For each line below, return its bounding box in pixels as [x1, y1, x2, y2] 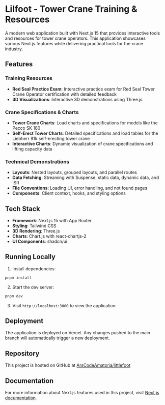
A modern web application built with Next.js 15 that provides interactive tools [5, 30, 160, 36]
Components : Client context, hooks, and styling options [12, 190, 126, 196]
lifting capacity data [12, 146, 53, 152]
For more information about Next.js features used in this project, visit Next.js [5, 390, 160, 396]
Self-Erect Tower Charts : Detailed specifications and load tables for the [12, 130, 159, 136]
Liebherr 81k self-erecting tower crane [12, 135, 90, 141]
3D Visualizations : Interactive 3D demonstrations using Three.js [12, 96, 143, 102]
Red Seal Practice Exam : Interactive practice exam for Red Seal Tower [12, 86, 155, 92]
